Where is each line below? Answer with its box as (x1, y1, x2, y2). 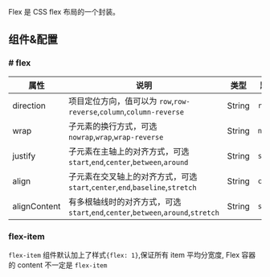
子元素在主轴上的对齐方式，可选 (67, 146, 190, 157)
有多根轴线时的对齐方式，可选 (67, 196, 182, 207)
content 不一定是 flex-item (17, 260, 108, 270)
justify (12, 150, 36, 161)
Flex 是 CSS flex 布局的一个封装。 (8, 7, 121, 16)
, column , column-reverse (97, 105, 185, 117)
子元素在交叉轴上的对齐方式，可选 (67, 171, 198, 182)
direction (12, 100, 47, 111)
